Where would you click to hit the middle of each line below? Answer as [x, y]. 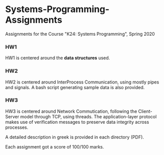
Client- [145, 111]
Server [12, 116]
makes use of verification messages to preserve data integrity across [77, 122]
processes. [17, 127]
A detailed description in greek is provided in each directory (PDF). [75, 137]
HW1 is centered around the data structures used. [58, 58]
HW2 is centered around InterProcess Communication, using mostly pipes [82, 82]
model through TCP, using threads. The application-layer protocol [88, 116]
